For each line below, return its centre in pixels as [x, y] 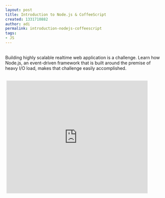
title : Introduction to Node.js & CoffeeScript [56, 15]
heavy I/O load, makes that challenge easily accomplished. [66, 68]
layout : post [19, 10]
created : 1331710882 [27, 19]
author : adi [18, 24]
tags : [11, 33]
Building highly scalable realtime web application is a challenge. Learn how [83, 57]
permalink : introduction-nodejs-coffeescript [53, 29]
